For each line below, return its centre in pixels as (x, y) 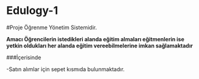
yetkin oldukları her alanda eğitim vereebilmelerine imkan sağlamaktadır (100, 46)
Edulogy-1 (32, 11)
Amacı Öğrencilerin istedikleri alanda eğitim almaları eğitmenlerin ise (95, 39)
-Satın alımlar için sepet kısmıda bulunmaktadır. (65, 69)
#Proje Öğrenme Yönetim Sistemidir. (52, 27)
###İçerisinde (24, 57)
